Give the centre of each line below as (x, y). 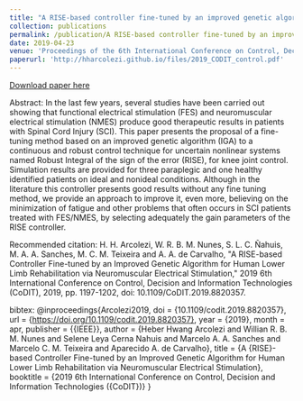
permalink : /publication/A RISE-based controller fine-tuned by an (139, 34)
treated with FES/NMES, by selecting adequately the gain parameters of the (150, 218)
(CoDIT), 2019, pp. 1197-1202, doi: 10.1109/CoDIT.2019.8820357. (128, 292)
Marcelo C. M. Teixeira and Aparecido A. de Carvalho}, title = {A (128, 348)
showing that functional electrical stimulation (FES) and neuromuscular (141, 112)
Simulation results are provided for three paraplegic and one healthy (136, 169)
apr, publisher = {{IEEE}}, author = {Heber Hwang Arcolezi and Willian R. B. (148, 329)
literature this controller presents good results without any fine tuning (138, 189)
